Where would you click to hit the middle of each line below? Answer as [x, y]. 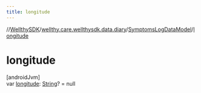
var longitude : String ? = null [41, 83]
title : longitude [28, 12]
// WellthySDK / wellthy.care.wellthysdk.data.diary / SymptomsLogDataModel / [100, 29]
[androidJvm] [23, 77]
